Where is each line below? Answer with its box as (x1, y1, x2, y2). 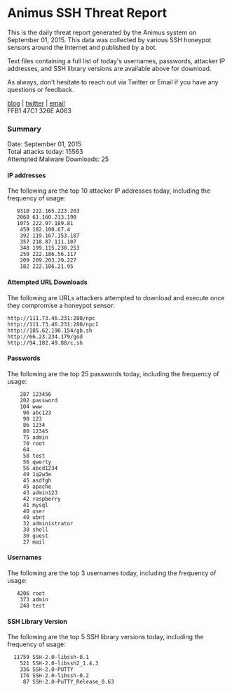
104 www (20, 403, 42, 410)
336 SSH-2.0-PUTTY (20, 666, 74, 673)
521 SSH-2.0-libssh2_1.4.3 (20, 660, 99, 667)
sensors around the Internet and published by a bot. (7, 43, 158, 51)
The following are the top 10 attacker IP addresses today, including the (7, 186, 211, 195)
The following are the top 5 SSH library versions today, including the (7, 633, 204, 641)
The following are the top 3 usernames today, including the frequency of (7, 569, 217, 577)
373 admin (20, 596, 49, 603)
